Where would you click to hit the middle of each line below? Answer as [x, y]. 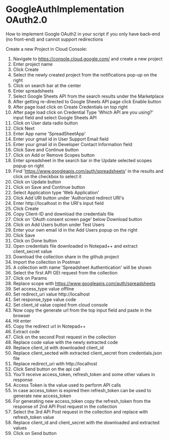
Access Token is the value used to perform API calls [67, 385]
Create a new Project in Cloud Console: [47, 49]
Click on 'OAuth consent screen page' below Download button [77, 219]
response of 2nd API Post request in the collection [65, 406]
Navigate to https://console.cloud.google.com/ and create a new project [88, 58]
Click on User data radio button [46, 123]
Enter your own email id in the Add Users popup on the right [75, 230]
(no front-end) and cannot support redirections [55, 39]
